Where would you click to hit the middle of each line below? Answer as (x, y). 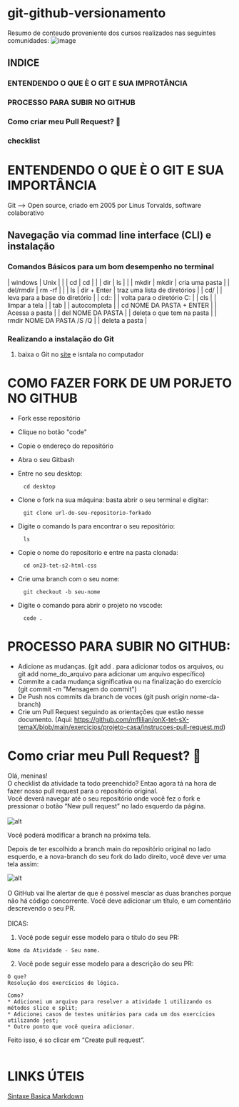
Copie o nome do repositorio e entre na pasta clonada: (98, 552)
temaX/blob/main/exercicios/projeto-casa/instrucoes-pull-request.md (120, 727)
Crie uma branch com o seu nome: (68, 578)
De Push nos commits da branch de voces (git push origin (103, 696)
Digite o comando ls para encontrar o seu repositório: (96, 526)
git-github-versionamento (87, 13)
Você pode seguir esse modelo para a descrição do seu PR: (106, 963)
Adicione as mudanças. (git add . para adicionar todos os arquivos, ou (121, 666)
